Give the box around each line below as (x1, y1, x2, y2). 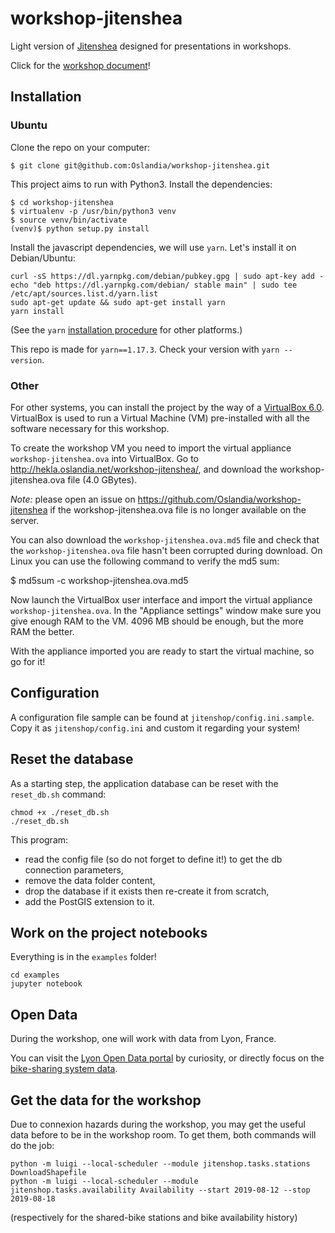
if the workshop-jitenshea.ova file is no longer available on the (49, 503, 307, 516)
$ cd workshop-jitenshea (10, 197, 114, 207)
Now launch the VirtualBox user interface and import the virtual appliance (10, 593, 313, 606)
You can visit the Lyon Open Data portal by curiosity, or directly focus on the (10, 1052, 325, 1064)
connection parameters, (24, 863, 124, 876)
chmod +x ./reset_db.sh (10, 807, 110, 817)
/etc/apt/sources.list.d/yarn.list (10, 288, 159, 299)
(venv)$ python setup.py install (10, 223, 150, 234)
